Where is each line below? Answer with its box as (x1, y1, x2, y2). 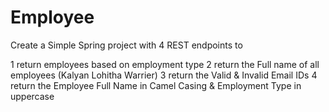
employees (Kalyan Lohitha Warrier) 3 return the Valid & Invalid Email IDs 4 (10, 69, 318, 81)
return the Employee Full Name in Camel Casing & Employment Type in (10, 79, 302, 91)
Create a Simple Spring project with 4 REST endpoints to (10, 39, 243, 51)
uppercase (10, 90, 55, 102)
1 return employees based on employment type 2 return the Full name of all (10, 58, 320, 70)
